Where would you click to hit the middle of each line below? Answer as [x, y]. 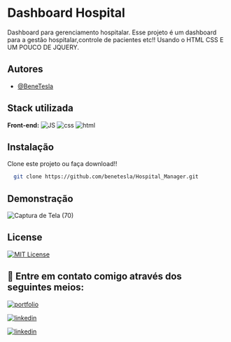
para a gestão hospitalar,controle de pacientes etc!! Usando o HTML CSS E [115, 39]
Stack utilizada [40, 108]
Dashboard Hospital [66, 13]
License [25, 237]
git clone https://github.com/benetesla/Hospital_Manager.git [106, 177]
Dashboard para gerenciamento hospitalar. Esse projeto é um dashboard [112, 32]
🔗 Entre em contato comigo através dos [94, 276]
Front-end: [23, 125]
